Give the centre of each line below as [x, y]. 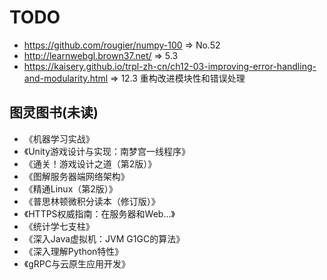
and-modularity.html [66, 78]
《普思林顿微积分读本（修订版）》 [92, 201]
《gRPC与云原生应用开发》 [77, 263]
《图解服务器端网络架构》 [76, 176]
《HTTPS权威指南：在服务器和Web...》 [99, 213]
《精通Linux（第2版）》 [70, 188]
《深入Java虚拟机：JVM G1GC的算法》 [104, 238]
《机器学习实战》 [59, 138]
